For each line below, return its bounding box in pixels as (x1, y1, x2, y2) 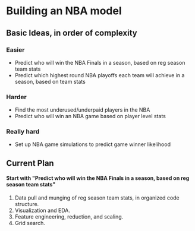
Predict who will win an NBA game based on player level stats (14, 113, 166, 120)
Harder (6, 93, 27, 101)
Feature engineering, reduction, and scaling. (14, 213, 124, 220)
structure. (14, 201, 39, 208)
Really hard (6, 128, 40, 136)
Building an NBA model (6, 4, 122, 18)
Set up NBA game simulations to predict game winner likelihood (14, 141, 171, 148)
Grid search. (14, 220, 46, 227)
